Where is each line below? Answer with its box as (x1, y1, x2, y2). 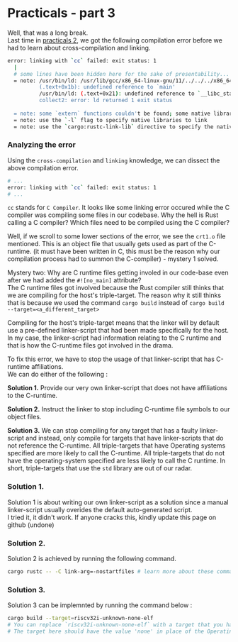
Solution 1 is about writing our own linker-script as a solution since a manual (7, 498, 229, 507)
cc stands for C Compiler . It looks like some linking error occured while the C (7, 204, 230, 212)
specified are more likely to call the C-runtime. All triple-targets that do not (7, 449, 225, 458)
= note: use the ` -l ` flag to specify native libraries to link (13, 116, 208, 123)
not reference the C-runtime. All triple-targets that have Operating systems (7, 441, 226, 450)
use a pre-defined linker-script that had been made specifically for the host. (7, 326, 229, 335)
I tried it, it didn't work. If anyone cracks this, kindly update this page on (7, 513, 217, 521)
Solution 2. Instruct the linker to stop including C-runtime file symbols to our (7, 405, 230, 414)
